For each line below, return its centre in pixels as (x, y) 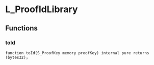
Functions (22, 28)
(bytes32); (17, 57)
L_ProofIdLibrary (42, 9)
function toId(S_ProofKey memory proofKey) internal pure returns (77, 53)
